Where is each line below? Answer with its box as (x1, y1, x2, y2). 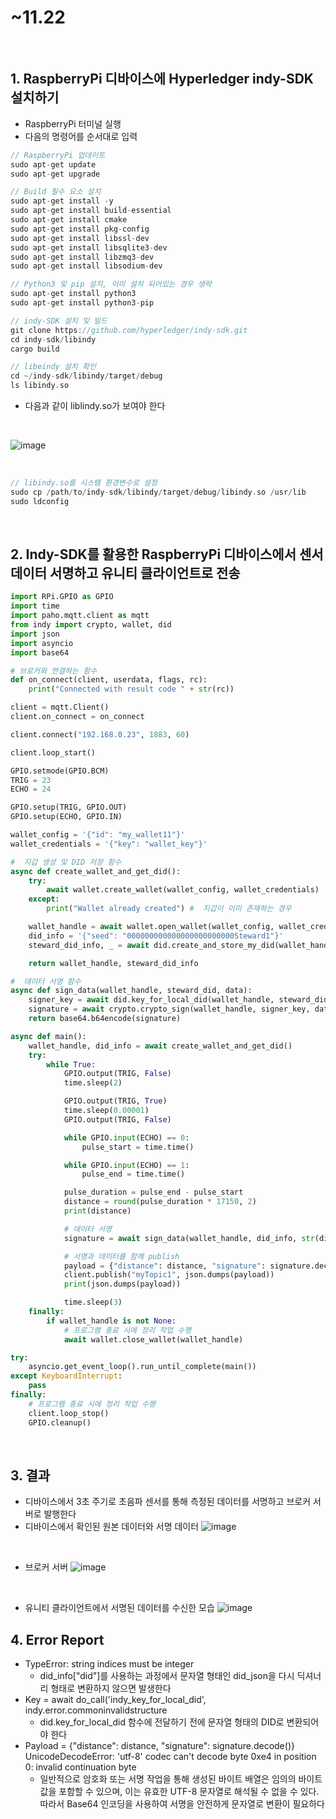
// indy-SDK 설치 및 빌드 (10, 316, 108, 326)
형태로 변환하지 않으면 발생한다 (50, 1682, 172, 1695)
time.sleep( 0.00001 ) (63, 1106, 150, 1116)
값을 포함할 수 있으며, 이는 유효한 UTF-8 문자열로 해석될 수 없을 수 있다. (39, 1786, 320, 1798)
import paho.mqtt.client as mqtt (10, 611, 150, 621)
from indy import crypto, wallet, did (10, 620, 172, 630)
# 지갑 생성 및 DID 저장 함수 (10, 857, 122, 867)
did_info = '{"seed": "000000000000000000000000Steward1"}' (28, 931, 284, 941)
